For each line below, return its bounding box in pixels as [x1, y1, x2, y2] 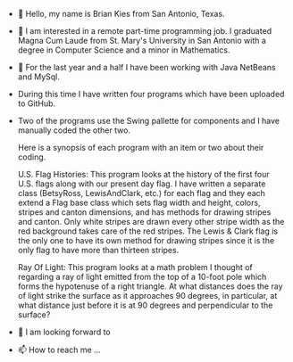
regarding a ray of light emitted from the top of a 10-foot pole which [17, 272, 267, 282]
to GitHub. [17, 98, 56, 109]
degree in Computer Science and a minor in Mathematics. [17, 45, 230, 55]
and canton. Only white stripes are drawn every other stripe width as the [17, 217, 285, 226]
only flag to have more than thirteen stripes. [17, 245, 180, 255]
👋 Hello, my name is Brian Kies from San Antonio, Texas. [17, 9, 225, 19]
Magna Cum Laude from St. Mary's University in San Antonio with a [17, 36, 266, 45]
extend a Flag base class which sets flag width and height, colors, [17, 197, 261, 208]
